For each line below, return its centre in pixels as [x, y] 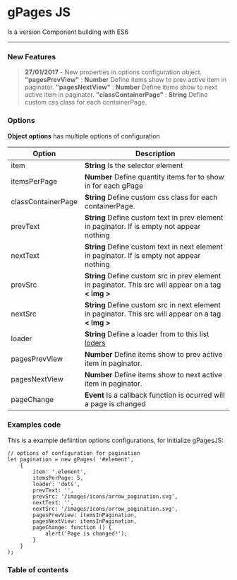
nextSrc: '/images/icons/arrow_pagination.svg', [105, 509]
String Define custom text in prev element [154, 218]
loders [95, 343]
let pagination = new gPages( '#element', [71, 459]
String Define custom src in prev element [153, 276]
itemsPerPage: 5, [58, 478]
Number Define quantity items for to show [154, 177]
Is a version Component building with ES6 [68, 32]
